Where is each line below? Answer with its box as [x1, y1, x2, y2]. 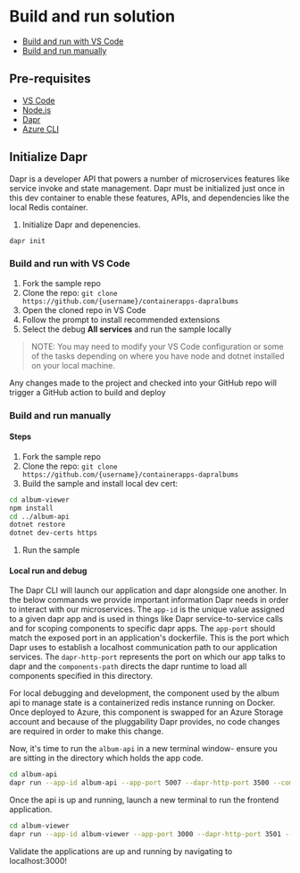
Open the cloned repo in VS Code [21, 304, 146, 315]
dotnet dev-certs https [9, 529, 98, 538]
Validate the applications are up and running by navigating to [9, 845, 233, 856]
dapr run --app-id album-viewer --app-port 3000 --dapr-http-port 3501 [9, 830, 281, 839]
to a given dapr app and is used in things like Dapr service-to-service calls [9, 614, 284, 624]
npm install [9, 504, 54, 513]
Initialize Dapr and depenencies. [21, 219, 141, 230]
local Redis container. [9, 201, 88, 212]
